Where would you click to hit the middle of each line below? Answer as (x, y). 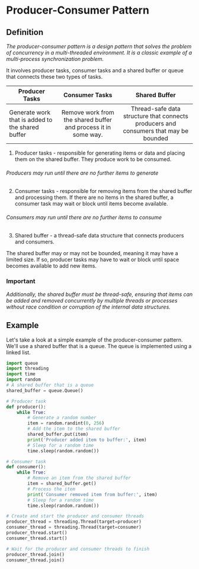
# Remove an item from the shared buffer (79, 478)
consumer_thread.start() (37, 538)
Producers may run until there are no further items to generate (82, 173)
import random (24, 380)
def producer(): (26, 407)
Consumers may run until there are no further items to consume (84, 217)
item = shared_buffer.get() (62, 484)
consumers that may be (156, 131)
